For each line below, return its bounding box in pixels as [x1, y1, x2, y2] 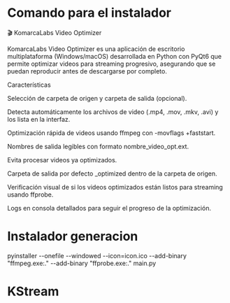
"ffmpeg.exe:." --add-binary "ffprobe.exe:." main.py [7, 259, 157, 267]
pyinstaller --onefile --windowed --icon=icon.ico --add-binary [7, 251, 187, 260]
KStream [7, 283, 59, 300]
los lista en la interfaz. [7, 115, 71, 123]
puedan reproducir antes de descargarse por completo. [7, 66, 168, 75]
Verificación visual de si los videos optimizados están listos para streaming [7, 183, 224, 191]
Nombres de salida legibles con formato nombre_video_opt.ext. [7, 142, 189, 150]
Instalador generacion [7, 229, 138, 244]
